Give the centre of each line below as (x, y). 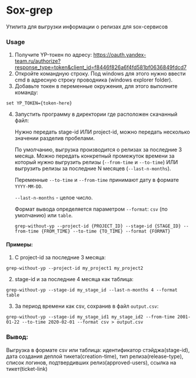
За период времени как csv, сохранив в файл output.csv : (87, 306)
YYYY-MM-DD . (29, 186)
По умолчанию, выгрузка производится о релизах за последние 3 (98, 150)
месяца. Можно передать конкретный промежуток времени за (94, 156)
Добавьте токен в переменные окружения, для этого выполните (96, 86)
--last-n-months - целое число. (54, 198)
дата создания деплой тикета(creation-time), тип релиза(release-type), (95, 356)
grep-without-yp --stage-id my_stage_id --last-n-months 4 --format (92, 290)
